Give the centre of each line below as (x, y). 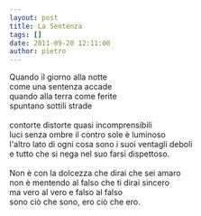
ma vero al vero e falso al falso (66, 193)
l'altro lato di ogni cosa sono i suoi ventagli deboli (101, 145)
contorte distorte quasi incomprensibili (81, 125)
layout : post (34, 18)
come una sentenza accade (61, 87)
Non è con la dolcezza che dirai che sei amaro (96, 174)
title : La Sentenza (46, 26)
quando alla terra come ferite (63, 97)
